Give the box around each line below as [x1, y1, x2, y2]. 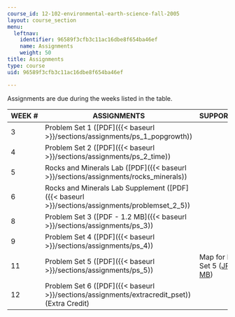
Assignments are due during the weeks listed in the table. [7, 94, 173, 102]
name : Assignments [20, 43, 73, 50]
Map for [199, 252, 225, 262]
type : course [7, 62, 45, 69]
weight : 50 [20, 50, 52, 57]
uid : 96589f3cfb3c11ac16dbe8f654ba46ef [7, 69, 124, 76]
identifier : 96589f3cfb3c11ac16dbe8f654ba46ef [20, 36, 158, 43]
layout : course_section [7, 17, 77, 24]
